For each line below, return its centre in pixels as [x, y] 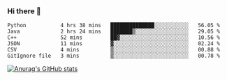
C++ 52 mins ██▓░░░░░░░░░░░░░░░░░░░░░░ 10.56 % [113, 38]
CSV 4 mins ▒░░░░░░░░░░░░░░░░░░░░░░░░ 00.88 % [113, 50]
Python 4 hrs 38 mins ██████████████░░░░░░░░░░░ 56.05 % [113, 26]
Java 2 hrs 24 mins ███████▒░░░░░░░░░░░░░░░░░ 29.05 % [113, 32]
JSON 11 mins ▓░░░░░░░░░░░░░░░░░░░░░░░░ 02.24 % [113, 44]
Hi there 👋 [24, 11]
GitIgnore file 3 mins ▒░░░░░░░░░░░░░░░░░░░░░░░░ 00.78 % [113, 56]
